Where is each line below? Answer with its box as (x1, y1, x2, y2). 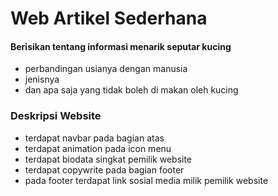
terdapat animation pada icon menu (24, 142, 172, 154)
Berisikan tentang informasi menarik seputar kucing (10, 40, 232, 52)
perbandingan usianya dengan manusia (24, 63, 188, 75)
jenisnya (24, 73, 60, 86)
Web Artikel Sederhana (10, 7, 208, 30)
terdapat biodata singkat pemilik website (24, 153, 193, 165)
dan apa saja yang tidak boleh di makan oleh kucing (24, 84, 239, 96)
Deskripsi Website (10, 109, 102, 123)
